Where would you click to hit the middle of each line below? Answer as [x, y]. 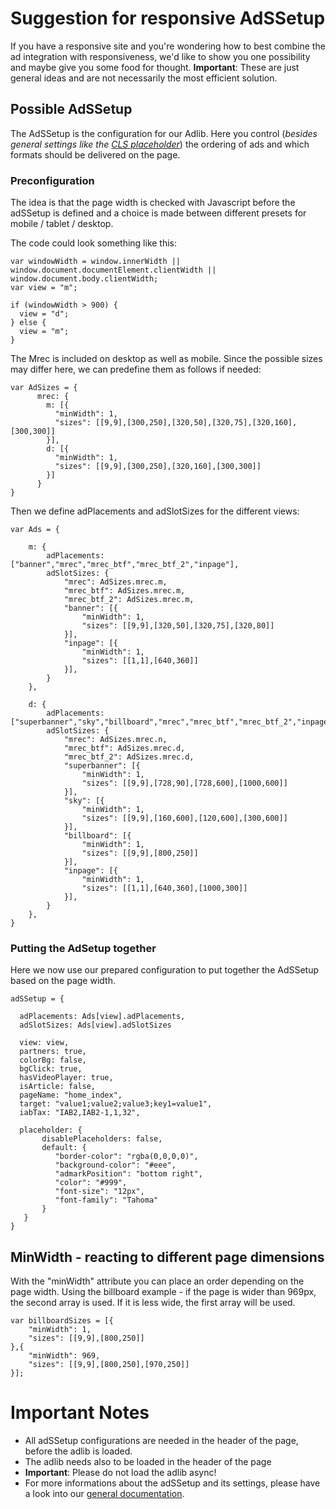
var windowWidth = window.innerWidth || [96, 262]
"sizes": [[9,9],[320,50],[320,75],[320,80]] [178, 626]
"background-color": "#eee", [115, 1165]
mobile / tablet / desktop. [62, 224]
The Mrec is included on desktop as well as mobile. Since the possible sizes [166, 359]
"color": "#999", [91, 1183]
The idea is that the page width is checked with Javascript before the [153, 203]
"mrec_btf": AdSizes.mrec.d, [124, 748]
